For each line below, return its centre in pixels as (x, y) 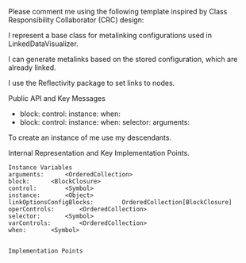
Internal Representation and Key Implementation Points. (99, 153)
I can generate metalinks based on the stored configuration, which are (123, 59)
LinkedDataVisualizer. (43, 44)
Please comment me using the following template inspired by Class (118, 12)
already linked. (33, 68)
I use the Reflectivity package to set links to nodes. (92, 83)
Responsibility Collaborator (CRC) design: (76, 20)
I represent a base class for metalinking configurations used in (110, 35)
